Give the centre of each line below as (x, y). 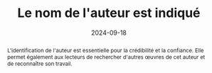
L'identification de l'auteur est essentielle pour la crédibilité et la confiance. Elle (105, 50)
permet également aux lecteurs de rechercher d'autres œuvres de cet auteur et (106, 57)
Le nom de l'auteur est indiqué (109, 13)
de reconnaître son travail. (39, 63)
